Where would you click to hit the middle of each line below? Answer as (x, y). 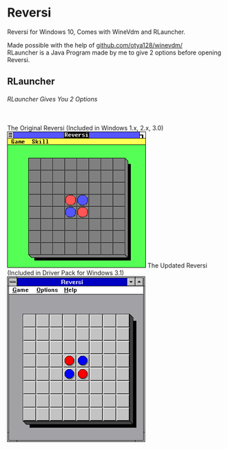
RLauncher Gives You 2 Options (52, 99)
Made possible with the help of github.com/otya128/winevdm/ (95, 45)
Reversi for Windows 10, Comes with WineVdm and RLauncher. (96, 32)
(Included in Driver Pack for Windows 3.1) (66, 272)
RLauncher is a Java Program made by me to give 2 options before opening (114, 52)
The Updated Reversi (177, 265)
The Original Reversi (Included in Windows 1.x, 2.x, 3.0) (85, 128)
